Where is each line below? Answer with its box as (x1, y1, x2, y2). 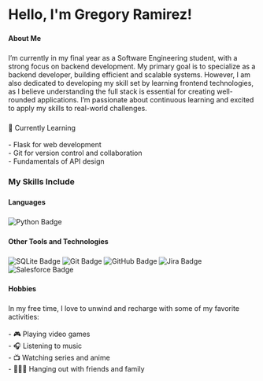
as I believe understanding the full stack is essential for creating (8, 87, 215, 96)
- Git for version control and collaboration (8, 148, 143, 157)
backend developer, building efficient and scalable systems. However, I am (8, 70, 250, 80)
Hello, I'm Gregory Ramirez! (8, 6, 193, 24)
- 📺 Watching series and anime (8, 353, 110, 363)
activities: (8, 313, 39, 322)
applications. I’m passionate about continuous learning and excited (37, 95, 254, 105)
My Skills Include (8, 176, 75, 187)
